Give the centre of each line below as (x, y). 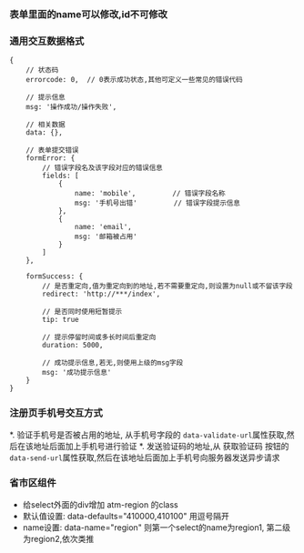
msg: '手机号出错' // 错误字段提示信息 (157, 203)
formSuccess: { (55, 276)
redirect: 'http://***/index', (101, 294)
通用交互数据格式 (47, 41)
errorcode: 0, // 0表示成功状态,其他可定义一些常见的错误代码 (134, 80)
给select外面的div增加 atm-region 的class (101, 504)
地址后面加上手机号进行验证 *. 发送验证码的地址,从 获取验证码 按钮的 (161, 446)
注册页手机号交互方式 (56, 413)
